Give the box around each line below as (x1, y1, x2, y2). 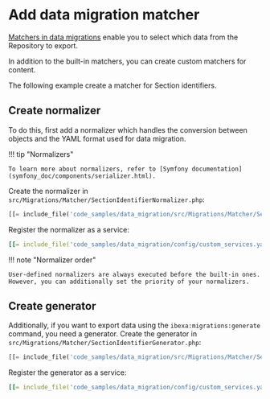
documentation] (191, 165, 243, 173)
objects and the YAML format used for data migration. (8, 134, 186, 143)
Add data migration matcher (8, 6, 200, 24)
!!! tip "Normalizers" (8, 149, 74, 158)
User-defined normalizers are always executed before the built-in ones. (8, 270, 261, 278)
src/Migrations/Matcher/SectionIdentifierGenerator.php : (8, 338, 202, 348)
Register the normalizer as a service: (8, 224, 130, 234)
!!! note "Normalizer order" (8, 255, 96, 265)
